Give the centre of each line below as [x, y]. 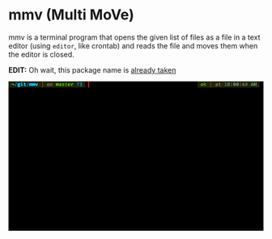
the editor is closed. [41, 54]
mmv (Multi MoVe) [72, 15]
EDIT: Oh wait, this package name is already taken [92, 69]
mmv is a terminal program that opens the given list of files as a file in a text [134, 37]
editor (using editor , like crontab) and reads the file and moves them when [133, 45]
